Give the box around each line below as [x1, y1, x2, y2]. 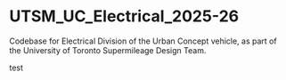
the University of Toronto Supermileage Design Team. [9, 44, 207, 55]
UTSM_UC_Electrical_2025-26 [9, 6, 239, 27]
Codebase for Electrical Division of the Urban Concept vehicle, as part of [9, 36, 278, 46]
